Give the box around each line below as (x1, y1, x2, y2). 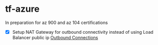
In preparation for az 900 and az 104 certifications (5, 20, 108, 25)
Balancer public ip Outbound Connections (12, 35, 98, 40)
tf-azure (5, 3, 40, 15)
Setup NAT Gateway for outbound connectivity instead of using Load (12, 29, 154, 35)
